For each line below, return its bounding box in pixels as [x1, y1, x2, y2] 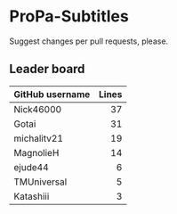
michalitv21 [13, 132, 64, 144]
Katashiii [13, 190, 50, 202]
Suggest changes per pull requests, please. [9, 36, 169, 46]
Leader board [9, 62, 85, 77]
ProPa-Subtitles [9, 6, 129, 27]
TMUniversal [13, 176, 68, 188]
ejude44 [13, 160, 49, 173]
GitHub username [13, 87, 91, 100]
